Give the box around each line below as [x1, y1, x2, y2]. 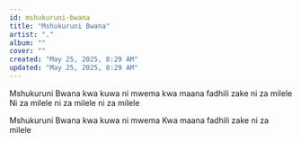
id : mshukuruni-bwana [9, 13, 91, 22]
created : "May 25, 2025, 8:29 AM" [9, 55, 139, 64]
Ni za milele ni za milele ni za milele [9, 97, 140, 108]
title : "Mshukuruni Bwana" [9, 22, 111, 31]
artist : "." [9, 30, 54, 39]
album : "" [9, 38, 47, 48]
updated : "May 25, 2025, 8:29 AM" [9, 64, 139, 73]
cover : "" [9, 47, 47, 56]
